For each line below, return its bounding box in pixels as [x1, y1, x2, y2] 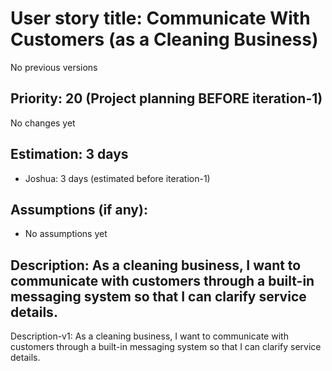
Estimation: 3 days [10, 146, 129, 163]
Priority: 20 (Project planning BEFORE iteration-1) [10, 90, 323, 107]
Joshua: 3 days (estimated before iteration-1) [24, 172, 211, 184]
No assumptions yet [24, 228, 108, 240]
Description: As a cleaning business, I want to [10, 257, 302, 274]
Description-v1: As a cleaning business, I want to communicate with [10, 330, 289, 342]
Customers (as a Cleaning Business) [10, 28, 319, 51]
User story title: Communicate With [10, 7, 311, 30]
